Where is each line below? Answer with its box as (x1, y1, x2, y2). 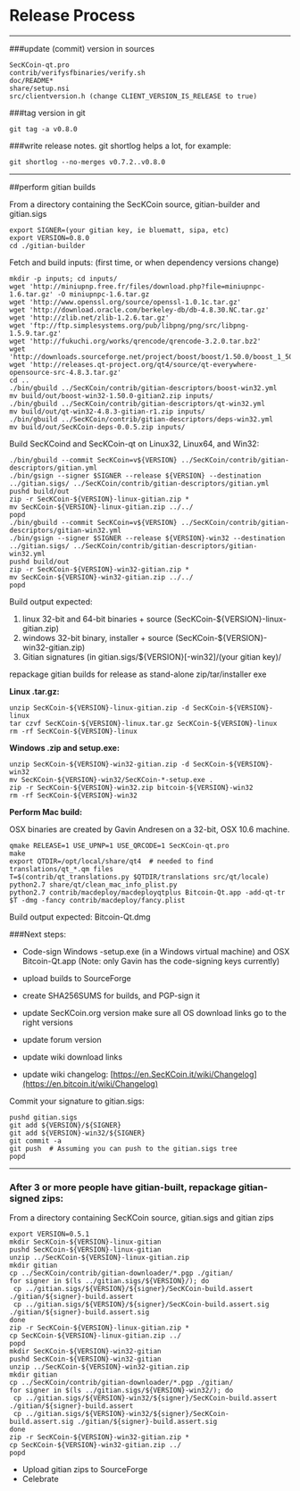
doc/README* (9, 76, 54, 85)
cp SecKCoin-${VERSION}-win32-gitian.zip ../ (9, 1441, 181, 1450)
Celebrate (21, 1474, 60, 1485)
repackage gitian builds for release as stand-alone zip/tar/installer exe (9, 669, 267, 679)
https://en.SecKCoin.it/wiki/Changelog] (112, 1069, 257, 1079)
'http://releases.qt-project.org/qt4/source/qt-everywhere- (29, 360, 257, 369)
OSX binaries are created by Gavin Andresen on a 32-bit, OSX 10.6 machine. (9, 823, 290, 835)
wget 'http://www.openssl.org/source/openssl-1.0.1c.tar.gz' (9, 297, 242, 306)
